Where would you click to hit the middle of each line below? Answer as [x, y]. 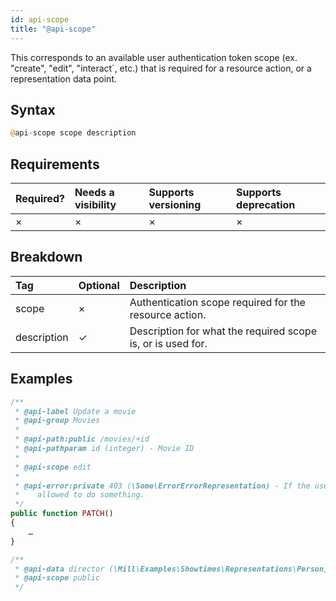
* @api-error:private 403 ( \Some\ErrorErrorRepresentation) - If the [162, 486]
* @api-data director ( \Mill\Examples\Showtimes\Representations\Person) [171, 569]
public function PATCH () [62, 514]
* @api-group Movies [57, 421]
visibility [95, 204]
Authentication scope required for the [217, 302]
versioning [175, 204]
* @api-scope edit [53, 467]
